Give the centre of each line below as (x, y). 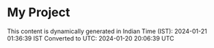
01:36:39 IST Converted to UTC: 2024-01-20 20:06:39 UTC (91, 38)
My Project (39, 13)
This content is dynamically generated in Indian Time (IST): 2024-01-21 (107, 31)
